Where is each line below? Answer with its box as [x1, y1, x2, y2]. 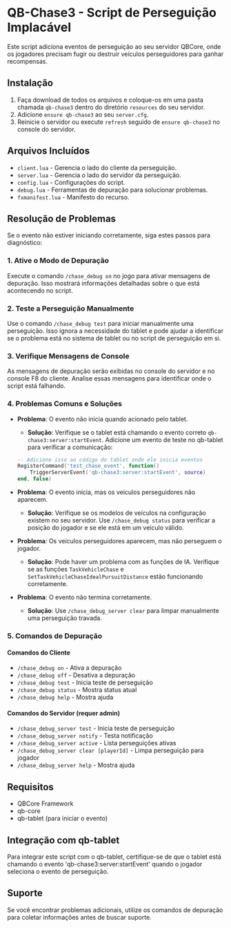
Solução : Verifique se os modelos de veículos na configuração [27, 509, 206, 517]
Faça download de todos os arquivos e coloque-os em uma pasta [17, 95, 203, 104]
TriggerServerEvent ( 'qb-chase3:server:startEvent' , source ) [30, 469, 206, 476]
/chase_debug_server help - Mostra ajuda [17, 761, 135, 770]
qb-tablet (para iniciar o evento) [17, 815, 108, 823]
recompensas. [7, 57, 48, 65]
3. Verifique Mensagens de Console [7, 351, 130, 361]
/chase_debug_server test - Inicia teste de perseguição [17, 725, 174, 733]
